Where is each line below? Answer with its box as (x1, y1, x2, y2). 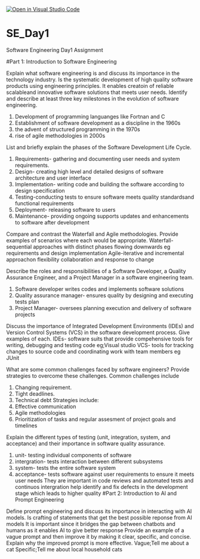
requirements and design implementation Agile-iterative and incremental (6, 249, 184, 257)
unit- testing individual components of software (14, 451, 132, 458)
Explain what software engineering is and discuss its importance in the (6, 69, 180, 77)
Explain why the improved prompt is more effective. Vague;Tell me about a (6, 539, 189, 546)
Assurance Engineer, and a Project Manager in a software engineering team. (6, 274, 194, 281)
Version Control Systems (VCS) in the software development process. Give (6, 329, 190, 336)
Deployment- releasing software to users (14, 206, 116, 213)
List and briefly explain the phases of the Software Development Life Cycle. (6, 144, 192, 151)
